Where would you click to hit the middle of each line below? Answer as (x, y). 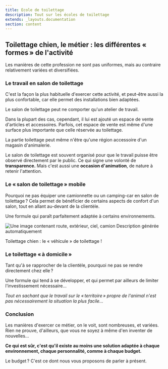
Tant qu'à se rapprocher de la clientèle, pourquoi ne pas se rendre (74, 265)
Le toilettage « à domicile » (39, 254)
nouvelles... (17, 336)
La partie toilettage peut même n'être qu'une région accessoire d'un (76, 140)
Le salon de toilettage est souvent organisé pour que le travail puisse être (81, 155)
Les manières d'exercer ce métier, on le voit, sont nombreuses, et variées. (82, 325)
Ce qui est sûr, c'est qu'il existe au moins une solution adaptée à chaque (82, 346)
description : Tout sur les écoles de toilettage (57, 15)
